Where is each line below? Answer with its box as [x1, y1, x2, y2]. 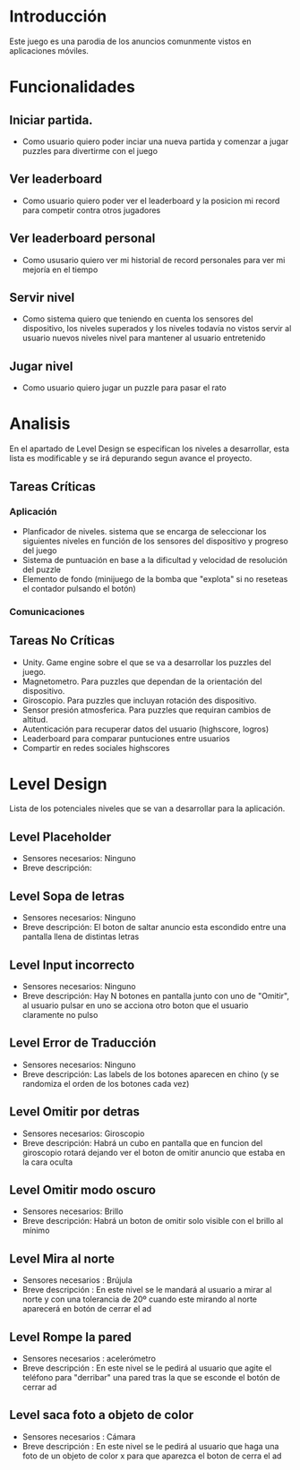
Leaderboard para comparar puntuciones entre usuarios [21, 732, 230, 744]
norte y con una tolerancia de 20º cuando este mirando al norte [21, 1294, 258, 1304]
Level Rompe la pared [9, 1329, 132, 1345]
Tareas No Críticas [9, 633, 115, 648]
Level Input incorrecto [9, 957, 135, 972]
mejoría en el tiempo [21, 264, 99, 275]
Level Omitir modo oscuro [9, 1182, 157, 1197]
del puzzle [21, 564, 61, 575]
